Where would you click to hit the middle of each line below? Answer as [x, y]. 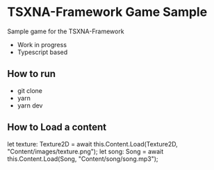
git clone [30, 90]
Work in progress [42, 44]
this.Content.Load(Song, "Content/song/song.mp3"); [83, 159]
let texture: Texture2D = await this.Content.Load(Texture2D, [93, 144]
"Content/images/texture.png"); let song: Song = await [85, 151]
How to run [32, 74]
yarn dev [30, 105]
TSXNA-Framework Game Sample [107, 12]
